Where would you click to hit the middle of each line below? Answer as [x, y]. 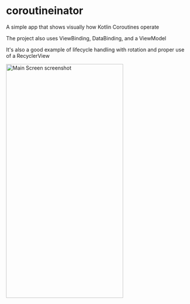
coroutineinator [45, 11]
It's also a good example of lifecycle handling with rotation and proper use [95, 49]
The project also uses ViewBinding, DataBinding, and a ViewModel [86, 38]
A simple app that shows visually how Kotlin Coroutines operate [83, 27]
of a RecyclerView [28, 56]
